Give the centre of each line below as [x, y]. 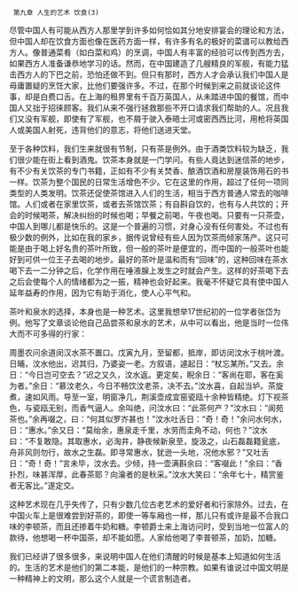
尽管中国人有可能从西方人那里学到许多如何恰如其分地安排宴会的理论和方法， [149, 30]
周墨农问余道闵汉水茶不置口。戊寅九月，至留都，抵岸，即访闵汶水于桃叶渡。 [149, 352]
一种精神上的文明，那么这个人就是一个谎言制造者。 [102, 578]
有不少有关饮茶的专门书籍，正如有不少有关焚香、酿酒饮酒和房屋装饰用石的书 [149, 171]
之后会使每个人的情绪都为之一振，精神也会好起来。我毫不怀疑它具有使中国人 [149, 281]
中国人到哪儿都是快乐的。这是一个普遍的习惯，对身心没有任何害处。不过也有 [149, 226]
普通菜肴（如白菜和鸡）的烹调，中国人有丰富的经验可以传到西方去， [164, 52]
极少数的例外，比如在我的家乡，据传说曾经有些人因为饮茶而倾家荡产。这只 [145, 237]
